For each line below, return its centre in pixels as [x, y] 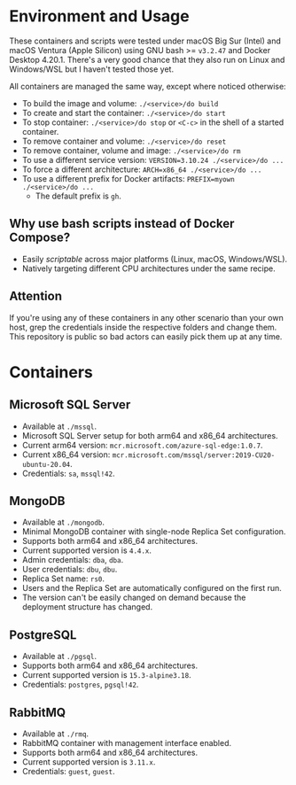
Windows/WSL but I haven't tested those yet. [92, 69]
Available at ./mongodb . [63, 522]
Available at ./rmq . [55, 734]
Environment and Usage [99, 16]
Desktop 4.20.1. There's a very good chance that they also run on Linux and [147, 59]
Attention [35, 296]
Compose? [40, 238]
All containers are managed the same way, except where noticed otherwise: [148, 86]
